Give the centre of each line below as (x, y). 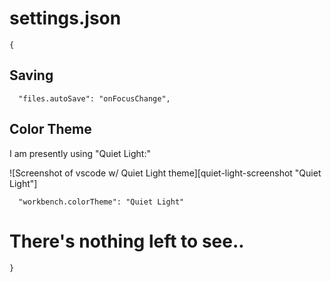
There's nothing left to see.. (127, 241)
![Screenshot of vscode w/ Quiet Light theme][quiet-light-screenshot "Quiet (165, 173)
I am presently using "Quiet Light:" (80, 153)
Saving (31, 75)
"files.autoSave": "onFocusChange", (94, 98)
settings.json (65, 18)
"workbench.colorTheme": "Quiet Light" (101, 202)
